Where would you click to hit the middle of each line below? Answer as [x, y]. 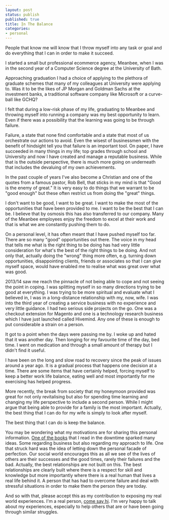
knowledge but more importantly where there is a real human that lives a [80, 475]
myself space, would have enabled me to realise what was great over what [83, 266]
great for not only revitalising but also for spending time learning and [76, 397]
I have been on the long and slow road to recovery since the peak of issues [83, 360]
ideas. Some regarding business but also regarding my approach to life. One [84, 443]
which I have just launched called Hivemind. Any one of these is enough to [83, 319]
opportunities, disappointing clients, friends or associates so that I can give [83, 261]
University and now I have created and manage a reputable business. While [84, 157]
